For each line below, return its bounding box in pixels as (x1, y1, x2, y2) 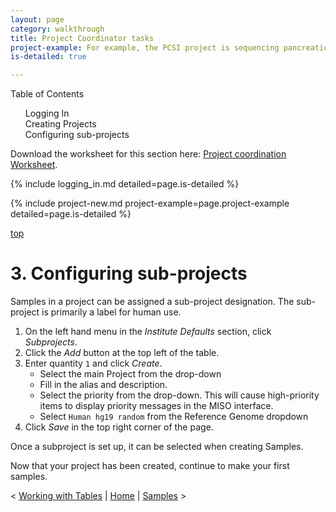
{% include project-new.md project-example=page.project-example (10, 197, 290, 210)
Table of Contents (10, 88, 85, 100)
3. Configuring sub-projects (10, 262, 248, 285)
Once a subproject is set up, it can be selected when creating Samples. (10, 441, 304, 453)
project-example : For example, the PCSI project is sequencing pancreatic (10, 42, 329, 53)
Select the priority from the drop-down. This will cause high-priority (39, 389, 320, 401)
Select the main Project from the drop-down (39, 368, 222, 380)
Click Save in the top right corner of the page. (24, 421, 214, 433)
